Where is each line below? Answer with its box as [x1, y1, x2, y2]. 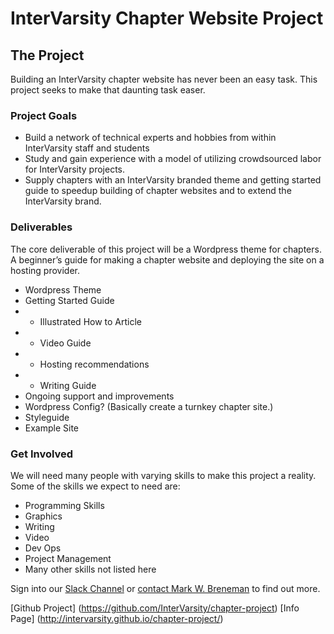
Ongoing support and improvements [24, 390, 175, 402]
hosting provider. [10, 264, 80, 276]
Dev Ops [24, 542, 62, 554]
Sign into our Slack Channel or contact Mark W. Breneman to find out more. [10, 582, 321, 594]
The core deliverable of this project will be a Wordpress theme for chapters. [10, 243, 322, 255]
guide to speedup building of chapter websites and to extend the [24, 185, 292, 197]
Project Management [24, 552, 112, 564]
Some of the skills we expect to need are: [10, 480, 181, 492]
